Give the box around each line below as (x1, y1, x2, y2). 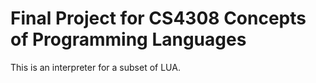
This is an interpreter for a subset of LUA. (10, 61, 181, 73)
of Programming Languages (10, 28, 247, 51)
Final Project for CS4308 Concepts (10, 7, 307, 30)
